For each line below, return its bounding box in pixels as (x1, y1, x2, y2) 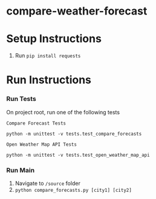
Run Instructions (6, 73, 92, 87)
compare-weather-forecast (6, 4, 148, 18)
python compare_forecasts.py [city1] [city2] (15, 187, 132, 193)
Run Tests (6, 95, 36, 103)
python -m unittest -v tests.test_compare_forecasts (6, 131, 142, 137)
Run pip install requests (15, 52, 81, 59)
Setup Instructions (6, 32, 102, 46)
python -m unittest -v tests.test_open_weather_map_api (6, 152, 150, 158)
